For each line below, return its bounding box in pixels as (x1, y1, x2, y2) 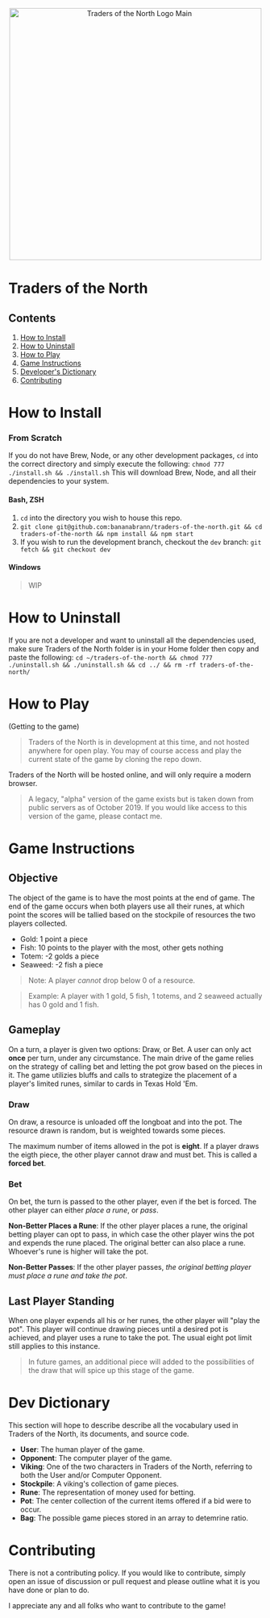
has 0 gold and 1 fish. (27, 1000, 99, 1009)
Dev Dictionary (8, 1394, 110, 1412)
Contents (8, 311, 56, 325)
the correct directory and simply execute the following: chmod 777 (8, 460, 225, 469)
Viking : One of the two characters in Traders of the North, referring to (19, 1462, 252, 1471)
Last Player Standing (8, 1294, 114, 1308)
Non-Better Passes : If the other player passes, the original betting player (8, 1262, 251, 1272)
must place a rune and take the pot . (8, 1271, 127, 1281)
